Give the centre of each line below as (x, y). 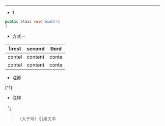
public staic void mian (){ (33, 22)
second (36, 48)
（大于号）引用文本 (37, 119)
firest (14, 48)
